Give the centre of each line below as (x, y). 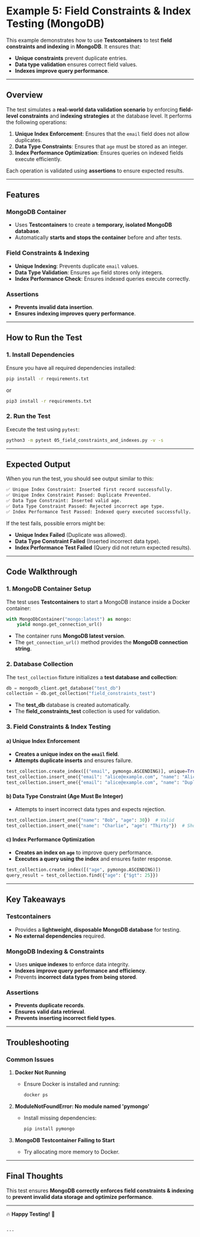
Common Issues (30, 1059)
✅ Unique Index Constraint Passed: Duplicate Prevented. (79, 495)
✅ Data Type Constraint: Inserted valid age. (64, 501)
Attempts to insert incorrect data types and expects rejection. (90, 809)
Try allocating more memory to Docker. (72, 1152)
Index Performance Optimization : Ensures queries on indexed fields (99, 153)
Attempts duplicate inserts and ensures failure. (74, 760)
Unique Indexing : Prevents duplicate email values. (76, 266)
